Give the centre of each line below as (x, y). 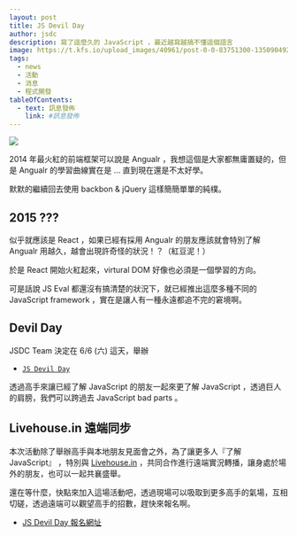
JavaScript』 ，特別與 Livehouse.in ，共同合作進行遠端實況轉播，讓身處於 (144, 462)
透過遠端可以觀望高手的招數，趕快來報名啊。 (114, 503)
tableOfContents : (41, 100)
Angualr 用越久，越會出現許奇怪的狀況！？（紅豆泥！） (110, 251)
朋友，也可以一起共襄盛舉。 (75, 473)
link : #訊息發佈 (52, 116)
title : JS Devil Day (47, 26)
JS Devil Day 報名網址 (61, 522)
